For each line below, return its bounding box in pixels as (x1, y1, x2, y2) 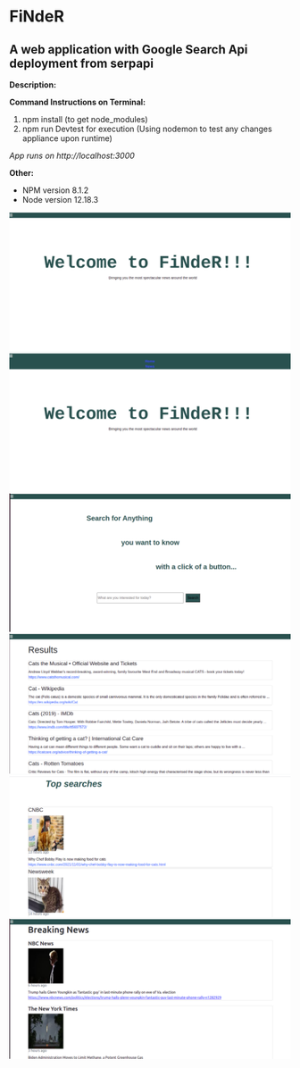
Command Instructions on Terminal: (9, 96, 146, 107)
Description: (9, 79, 56, 90)
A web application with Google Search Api (9, 42, 248, 57)
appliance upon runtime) (21, 133, 113, 144)
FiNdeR (9, 6, 65, 27)
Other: (9, 168, 34, 178)
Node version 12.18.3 (21, 195, 99, 204)
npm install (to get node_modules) (21, 114, 149, 124)
